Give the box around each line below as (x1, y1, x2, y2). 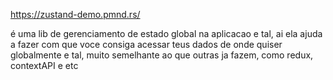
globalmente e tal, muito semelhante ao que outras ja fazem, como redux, (10, 49, 314, 61)
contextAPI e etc (10, 60, 79, 71)
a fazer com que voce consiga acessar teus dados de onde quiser (10, 39, 283, 50)
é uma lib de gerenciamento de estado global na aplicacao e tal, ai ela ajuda (10, 28, 323, 39)
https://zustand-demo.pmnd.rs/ (10, 9, 141, 20)
